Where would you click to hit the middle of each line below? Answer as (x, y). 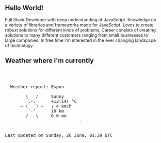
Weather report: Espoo (37, 87)
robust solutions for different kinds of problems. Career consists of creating (80, 30)
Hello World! (24, 8)
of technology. (19, 45)
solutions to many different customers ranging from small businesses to (77, 35)
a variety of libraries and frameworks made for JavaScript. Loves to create (79, 25)
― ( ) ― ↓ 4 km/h (46, 106)
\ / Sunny (45, 96)
